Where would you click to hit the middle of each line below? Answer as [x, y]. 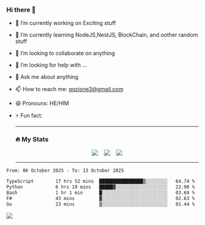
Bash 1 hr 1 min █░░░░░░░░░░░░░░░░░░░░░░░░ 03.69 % [101, 193]
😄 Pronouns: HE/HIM [42, 103]
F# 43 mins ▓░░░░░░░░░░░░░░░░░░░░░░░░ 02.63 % [101, 199]
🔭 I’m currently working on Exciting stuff [65, 23]
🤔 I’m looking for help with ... [51, 65]
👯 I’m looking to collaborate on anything [65, 53]
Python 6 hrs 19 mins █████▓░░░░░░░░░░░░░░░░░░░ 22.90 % [101, 187]
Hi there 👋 [21, 10]
